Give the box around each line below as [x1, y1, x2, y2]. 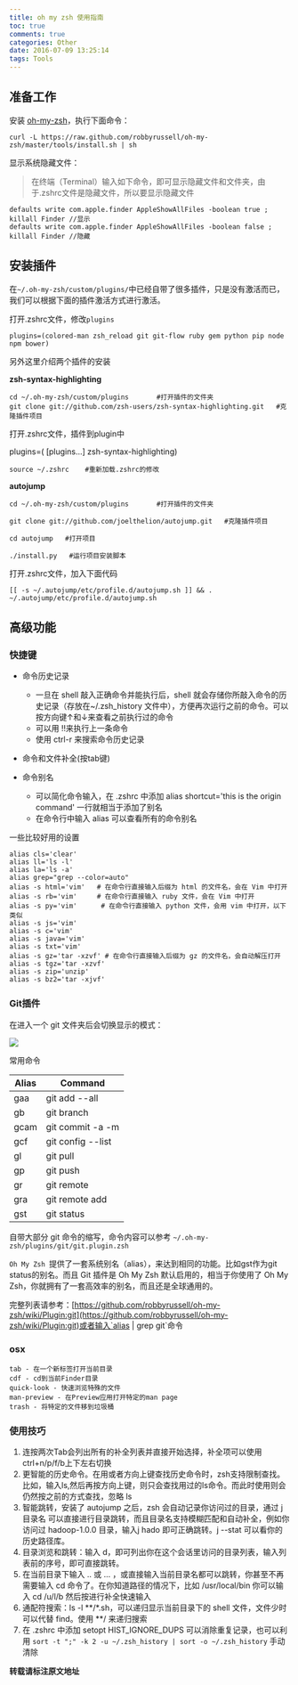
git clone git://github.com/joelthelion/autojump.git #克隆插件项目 [9, 517, 269, 525]
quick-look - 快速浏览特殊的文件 [9, 1383, 122, 1392]
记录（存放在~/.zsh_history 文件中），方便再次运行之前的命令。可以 [43, 701, 289, 712]
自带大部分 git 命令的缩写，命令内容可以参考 [9, 1231, 172, 1242]
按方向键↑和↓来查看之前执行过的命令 [35, 712, 173, 722]
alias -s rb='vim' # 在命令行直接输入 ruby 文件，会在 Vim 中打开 [9, 892, 255, 901]
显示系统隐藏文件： [9, 157, 80, 167]
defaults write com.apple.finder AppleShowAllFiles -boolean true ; [9, 205, 269, 214]
